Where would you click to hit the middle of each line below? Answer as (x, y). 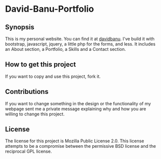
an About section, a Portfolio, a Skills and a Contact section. (66, 49)
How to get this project (40, 65)
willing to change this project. (35, 114)
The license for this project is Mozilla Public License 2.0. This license (75, 141)
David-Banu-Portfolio (50, 9)
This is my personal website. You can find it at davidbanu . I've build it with (80, 39)
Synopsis (20, 27)
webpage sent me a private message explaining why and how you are (76, 109)
